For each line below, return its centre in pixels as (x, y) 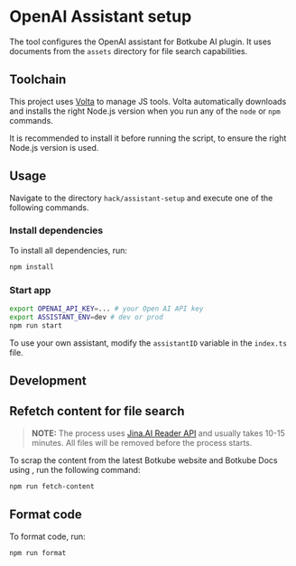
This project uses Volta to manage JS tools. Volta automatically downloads (148, 101)
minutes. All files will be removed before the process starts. (142, 442)
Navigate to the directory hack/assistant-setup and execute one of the (141, 198)
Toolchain (38, 80)
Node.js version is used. (54, 147)
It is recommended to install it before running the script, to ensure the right (148, 138)
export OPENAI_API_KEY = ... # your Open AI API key (106, 309)
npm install (32, 267)
